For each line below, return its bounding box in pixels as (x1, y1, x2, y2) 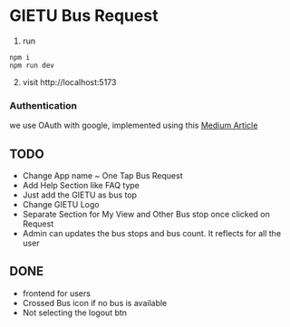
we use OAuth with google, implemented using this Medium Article (9, 120, 258, 131)
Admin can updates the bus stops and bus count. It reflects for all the (22, 228, 282, 239)
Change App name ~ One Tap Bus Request (22, 170, 183, 181)
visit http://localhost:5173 (22, 76, 117, 87)
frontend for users (22, 287, 91, 299)
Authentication (9, 99, 77, 111)
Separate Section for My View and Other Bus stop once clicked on (22, 209, 270, 220)
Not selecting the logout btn (22, 307, 128, 318)
